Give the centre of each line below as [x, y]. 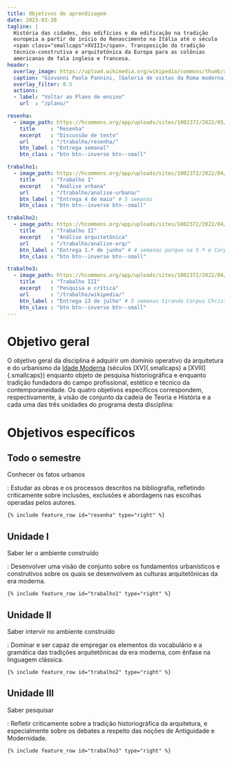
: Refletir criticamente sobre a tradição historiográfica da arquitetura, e [107, 723]
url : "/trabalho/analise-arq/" [75, 243]
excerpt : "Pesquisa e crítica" [69, 288]
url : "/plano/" [45, 104]
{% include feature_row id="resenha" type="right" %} [86, 515]
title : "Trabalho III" [60, 282]
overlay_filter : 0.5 [43, 84]
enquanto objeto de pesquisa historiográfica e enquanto [126, 375]
